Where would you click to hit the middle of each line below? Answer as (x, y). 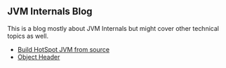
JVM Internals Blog (50, 12)
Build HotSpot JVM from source (64, 49)
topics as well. (28, 36)
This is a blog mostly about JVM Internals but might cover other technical (113, 28)
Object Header (39, 57)
